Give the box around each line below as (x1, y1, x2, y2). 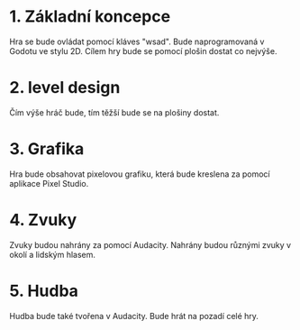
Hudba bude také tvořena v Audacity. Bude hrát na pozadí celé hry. (9, 310, 259, 321)
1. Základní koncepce (9, 6, 171, 27)
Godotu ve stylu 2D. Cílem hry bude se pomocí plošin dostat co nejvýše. (9, 45, 277, 56)
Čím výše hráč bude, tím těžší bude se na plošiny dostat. (9, 106, 220, 118)
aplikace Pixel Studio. (9, 178, 89, 188)
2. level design (9, 78, 121, 98)
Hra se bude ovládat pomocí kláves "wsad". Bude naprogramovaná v (9, 36, 265, 47)
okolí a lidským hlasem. (9, 249, 96, 260)
